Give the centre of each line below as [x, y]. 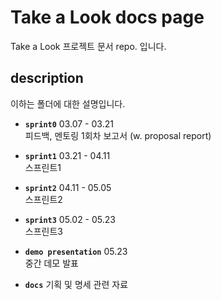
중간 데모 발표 [51, 263]
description [47, 78]
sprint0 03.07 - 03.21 [69, 123]
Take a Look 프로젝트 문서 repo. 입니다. [88, 46]
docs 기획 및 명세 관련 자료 [76, 284]
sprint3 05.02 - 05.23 [70, 219]
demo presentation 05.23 [76, 251]
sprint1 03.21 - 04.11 [67, 155]
